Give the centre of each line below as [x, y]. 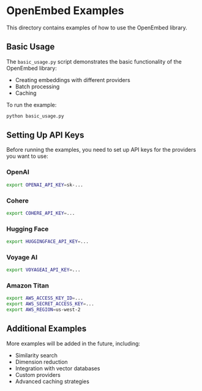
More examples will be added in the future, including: [73, 343]
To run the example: [32, 105]
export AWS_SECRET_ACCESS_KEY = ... [50, 304]
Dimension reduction [42, 362]
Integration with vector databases [58, 368]
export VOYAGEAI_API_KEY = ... [43, 270]
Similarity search [36, 355]
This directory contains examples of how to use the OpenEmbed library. [97, 28]
